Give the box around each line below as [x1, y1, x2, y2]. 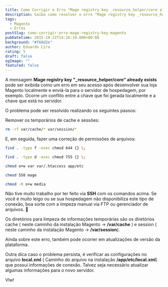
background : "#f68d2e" [5, 40, 52, 45]
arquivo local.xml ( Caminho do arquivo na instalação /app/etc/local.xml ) [5, 257, 157, 263]
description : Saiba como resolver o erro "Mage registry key [5, 12, 135, 17]
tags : [5, 16, 16, 21]
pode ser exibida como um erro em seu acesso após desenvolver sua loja [5, 82, 157, 88]
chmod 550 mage [5, 173, 37, 178]
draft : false [5, 53, 32, 59]
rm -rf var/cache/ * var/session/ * [5, 127, 77, 132]
